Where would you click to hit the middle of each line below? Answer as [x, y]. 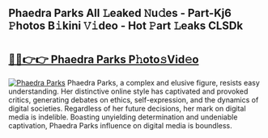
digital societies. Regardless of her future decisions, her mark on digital [127, 109]
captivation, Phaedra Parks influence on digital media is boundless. [120, 125]
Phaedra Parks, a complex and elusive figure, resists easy [164, 83]
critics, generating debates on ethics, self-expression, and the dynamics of [134, 100]
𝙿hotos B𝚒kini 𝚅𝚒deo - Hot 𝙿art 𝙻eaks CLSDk [126, 26]
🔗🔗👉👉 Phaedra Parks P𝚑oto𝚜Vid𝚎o [104, 59]
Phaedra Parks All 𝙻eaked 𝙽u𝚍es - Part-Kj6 [120, 13]
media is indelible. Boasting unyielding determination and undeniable [123, 117]
